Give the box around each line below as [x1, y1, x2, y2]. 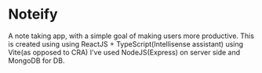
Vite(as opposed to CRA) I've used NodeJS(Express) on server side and [8, 47, 241, 57]
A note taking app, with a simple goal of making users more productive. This [8, 31, 255, 40]
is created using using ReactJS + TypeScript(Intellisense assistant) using [8, 39, 244, 48]
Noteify [8, 5, 58, 23]
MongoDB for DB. [8, 56, 65, 65]
